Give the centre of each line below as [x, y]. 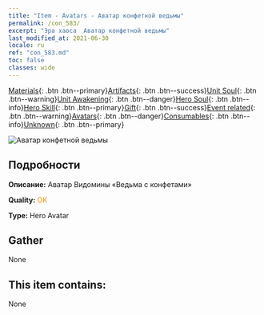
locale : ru [26, 46]
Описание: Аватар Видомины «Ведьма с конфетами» [100, 184]
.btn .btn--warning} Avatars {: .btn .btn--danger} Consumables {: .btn [119, 116]
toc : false [26, 61]
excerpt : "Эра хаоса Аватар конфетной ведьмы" [89, 30]
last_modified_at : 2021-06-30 [59, 38]
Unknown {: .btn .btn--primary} [74, 124]
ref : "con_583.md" [39, 53]
